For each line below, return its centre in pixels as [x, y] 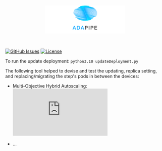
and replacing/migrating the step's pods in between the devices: [72, 77]
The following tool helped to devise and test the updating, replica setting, [81, 71]
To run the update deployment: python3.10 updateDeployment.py [72, 61]
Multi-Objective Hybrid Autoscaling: [50, 86]
